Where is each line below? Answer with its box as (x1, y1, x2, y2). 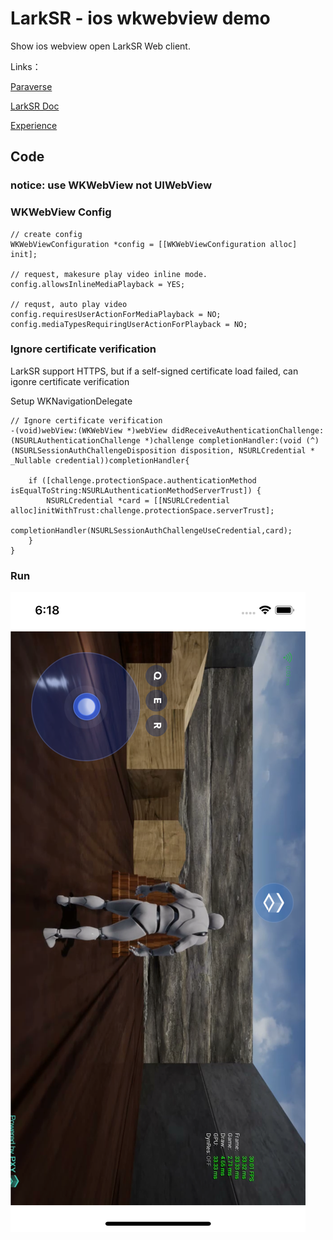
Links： (10, 60, 42, 72)
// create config (10, 229, 83, 239)
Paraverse (10, 80, 53, 92)
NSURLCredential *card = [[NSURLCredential (46, 495, 230, 506)
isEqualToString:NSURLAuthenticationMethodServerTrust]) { (10, 485, 262, 496)
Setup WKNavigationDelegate (10, 395, 133, 407)
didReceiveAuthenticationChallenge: (171, 425, 325, 436)
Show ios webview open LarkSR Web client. (10, 40, 191, 52)
